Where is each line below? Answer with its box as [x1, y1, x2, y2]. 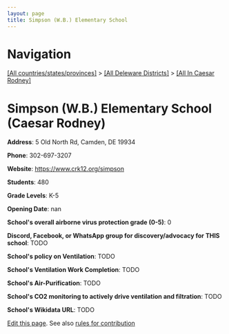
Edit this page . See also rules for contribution [7, 319, 136, 328]
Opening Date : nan [7, 205, 62, 213]
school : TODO [7, 239, 48, 247]
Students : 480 [7, 178, 50, 186]
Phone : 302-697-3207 [7, 151, 72, 159]
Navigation [7, 46, 71, 62]
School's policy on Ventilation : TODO [7, 253, 116, 261]
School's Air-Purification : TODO [7, 279, 101, 287]
